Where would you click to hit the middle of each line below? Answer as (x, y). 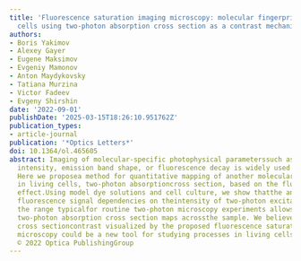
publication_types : (46, 126)
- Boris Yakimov (39, 43)
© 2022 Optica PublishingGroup (76, 243)
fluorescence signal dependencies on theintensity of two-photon (142, 201)
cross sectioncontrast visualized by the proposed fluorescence (140, 226)
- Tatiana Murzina (43, 84)
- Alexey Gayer (38, 51)
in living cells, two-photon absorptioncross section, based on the (148, 185)
